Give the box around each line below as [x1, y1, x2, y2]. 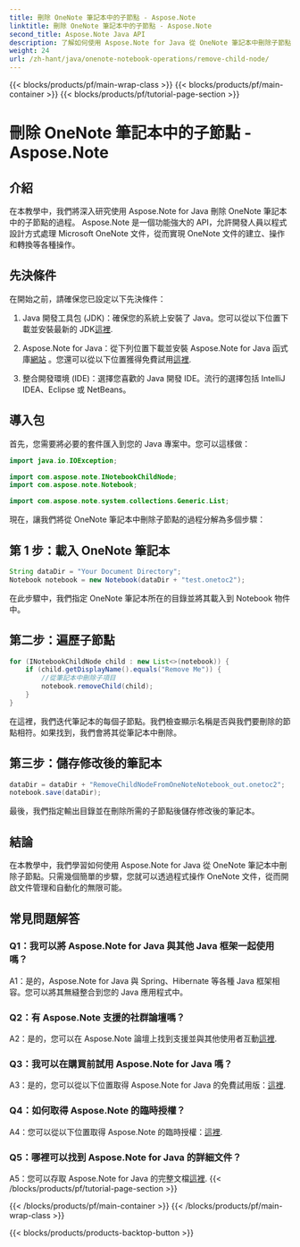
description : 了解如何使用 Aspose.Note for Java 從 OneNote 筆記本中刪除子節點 [9, 38, 292, 47]
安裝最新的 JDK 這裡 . [37, 323, 113, 334]
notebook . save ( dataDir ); [9, 789, 102, 798]
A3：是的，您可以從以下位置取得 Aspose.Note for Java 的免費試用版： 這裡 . [9, 1080, 286, 1090]
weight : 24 [9, 47, 50, 56]
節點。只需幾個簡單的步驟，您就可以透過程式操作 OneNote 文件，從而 [24, 871, 281, 882]
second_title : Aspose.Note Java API [9, 30, 146, 38]
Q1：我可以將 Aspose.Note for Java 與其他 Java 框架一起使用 [9, 940, 275, 952]
